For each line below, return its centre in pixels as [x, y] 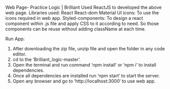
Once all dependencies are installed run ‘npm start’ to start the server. [86, 76]
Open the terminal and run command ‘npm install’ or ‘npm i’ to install [84, 65]
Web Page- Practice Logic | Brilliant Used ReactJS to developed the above [83, 7]
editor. [19, 54]
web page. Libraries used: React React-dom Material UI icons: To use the [82, 13]
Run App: [15, 39]
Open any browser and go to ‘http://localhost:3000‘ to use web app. [84, 81]
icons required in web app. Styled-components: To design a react [74, 18]
